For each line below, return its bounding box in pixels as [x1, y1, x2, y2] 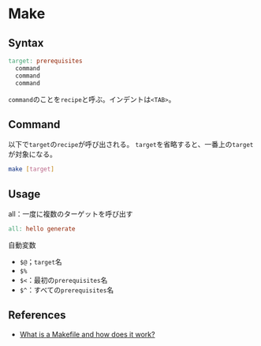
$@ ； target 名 [19, 257, 63, 266]
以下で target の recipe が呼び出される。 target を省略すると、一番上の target [8, 140, 254, 149]
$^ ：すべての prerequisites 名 [19, 285, 114, 295]
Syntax [8, 36, 44, 50]
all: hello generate [8, 225, 76, 233]
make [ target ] [8, 165, 55, 174]
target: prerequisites [8, 57, 83, 65]
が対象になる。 [8, 149, 57, 159]
